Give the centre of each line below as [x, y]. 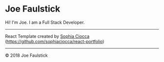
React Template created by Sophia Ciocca [47, 36]
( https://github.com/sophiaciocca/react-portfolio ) [55, 41]
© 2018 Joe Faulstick [26, 55]
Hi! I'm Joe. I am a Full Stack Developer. [45, 22]
